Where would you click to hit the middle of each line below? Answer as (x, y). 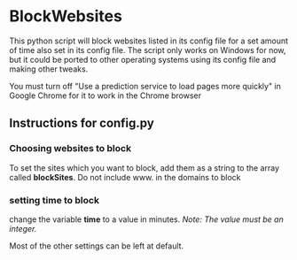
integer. (23, 228)
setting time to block (55, 200)
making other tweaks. (49, 69)
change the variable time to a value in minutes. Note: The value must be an (146, 219)
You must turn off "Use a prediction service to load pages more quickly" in (145, 86)
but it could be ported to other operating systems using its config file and (143, 59)
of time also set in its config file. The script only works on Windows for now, (148, 50)
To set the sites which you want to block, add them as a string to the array (145, 168)
